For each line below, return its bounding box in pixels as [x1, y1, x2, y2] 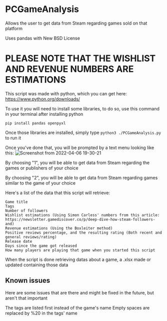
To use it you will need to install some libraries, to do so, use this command [5, 105, 160, 111]
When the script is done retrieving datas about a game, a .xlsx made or [5, 256, 151, 262]
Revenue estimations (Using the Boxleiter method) [5, 226, 113, 231]
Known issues [5, 276, 50, 285]
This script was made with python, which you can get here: [5, 90, 127, 96]
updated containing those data [5, 262, 68, 268]
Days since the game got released [5, 243, 77, 248]
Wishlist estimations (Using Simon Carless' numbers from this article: [5, 212, 160, 218]
